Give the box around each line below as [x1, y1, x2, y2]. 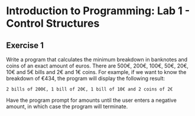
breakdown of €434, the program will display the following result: [6, 75, 165, 82]
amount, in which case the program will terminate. [6, 103, 128, 110]
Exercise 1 [6, 40, 44, 50]
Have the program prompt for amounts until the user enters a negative [6, 96, 177, 104]
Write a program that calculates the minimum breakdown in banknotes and [6, 56, 188, 63]
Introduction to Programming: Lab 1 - [6, 4, 190, 18]
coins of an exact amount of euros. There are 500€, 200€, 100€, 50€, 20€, [6, 62, 189, 69]
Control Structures [6, 17, 100, 30]
